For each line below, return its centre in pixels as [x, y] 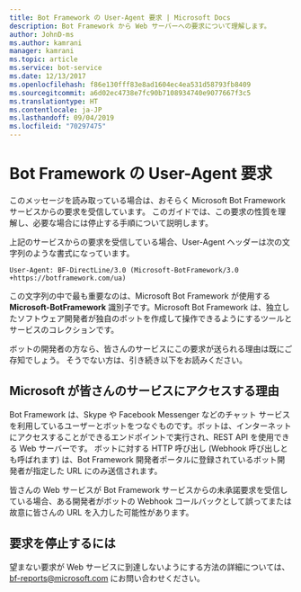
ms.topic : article [44, 59]
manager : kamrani [42, 51]
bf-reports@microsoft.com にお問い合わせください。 [107, 578]
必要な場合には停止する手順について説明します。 [123, 222]
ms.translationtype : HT [54, 101]
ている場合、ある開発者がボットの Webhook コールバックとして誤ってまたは [150, 501]
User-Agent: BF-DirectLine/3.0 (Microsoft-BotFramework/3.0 [124, 270]
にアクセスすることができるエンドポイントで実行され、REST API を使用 [142, 436]
